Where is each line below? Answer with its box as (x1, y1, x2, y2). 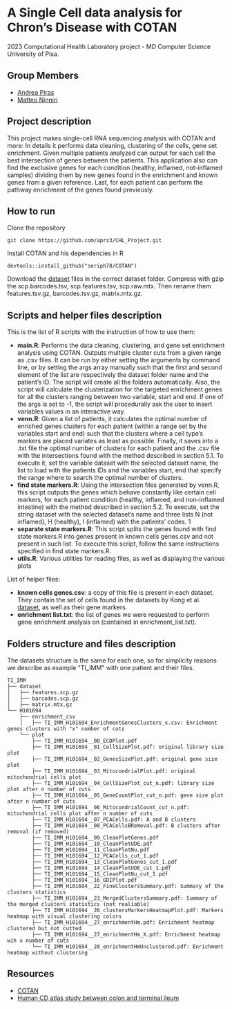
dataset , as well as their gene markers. (17, 603, 128, 611)
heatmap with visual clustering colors (7, 913, 122, 920)
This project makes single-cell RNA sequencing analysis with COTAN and (7, 133, 216, 142)
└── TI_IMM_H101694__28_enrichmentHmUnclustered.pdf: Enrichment (32, 943, 224, 950)
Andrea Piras (17, 88, 55, 96)
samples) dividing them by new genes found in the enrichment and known (7, 171, 218, 179)
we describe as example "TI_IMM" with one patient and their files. (7, 664, 195, 672)
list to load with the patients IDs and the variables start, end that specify (17, 466, 222, 474)
